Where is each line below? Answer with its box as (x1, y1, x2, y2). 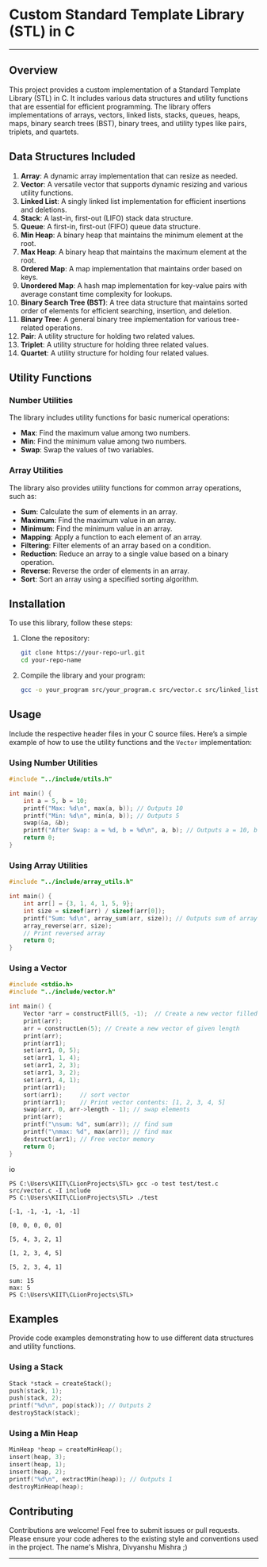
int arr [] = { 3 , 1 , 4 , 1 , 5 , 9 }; (23, 900, 134, 908)
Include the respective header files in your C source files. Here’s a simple (9, 728, 248, 739)
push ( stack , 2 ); (9, 1394, 63, 1402)
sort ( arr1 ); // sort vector (23, 1091, 130, 1099)
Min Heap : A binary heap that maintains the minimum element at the (20, 230, 244, 240)
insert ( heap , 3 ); (9, 1454, 67, 1461)
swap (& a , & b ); (23, 819, 70, 827)
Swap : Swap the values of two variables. (20, 445, 154, 455)
